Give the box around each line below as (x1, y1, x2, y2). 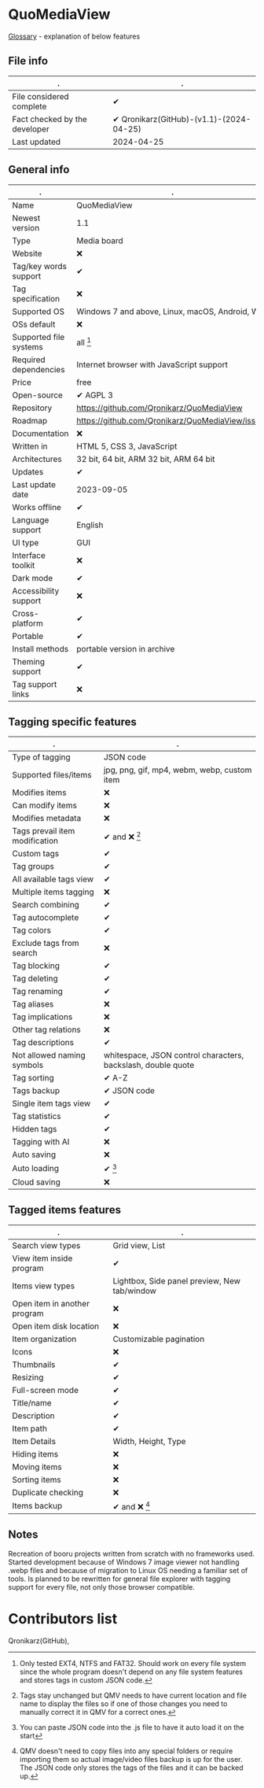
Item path (12, 1423, 47, 1434)
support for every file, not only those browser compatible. (8, 1582, 195, 1591)
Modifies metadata (12, 813, 82, 824)
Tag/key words (12, 260, 67, 272)
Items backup (12, 1501, 63, 1512)
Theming (12, 656, 46, 667)
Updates (12, 466, 44, 477)
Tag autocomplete (12, 912, 79, 923)
